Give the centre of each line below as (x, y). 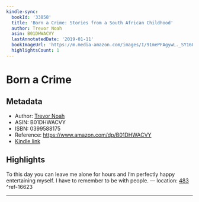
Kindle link (27, 141)
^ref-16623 (20, 187)
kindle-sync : (22, 12)
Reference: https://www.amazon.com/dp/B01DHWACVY (83, 135)
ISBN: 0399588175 (38, 128)
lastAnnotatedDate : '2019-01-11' (53, 39)
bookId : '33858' (31, 17)
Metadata (24, 102)
